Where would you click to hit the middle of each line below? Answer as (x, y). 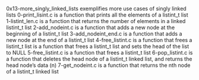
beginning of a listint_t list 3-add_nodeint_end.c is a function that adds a (94, 34)
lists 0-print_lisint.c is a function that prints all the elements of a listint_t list (97, 15)
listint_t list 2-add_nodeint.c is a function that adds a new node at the (91, 27)
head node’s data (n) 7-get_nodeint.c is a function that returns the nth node (99, 65)
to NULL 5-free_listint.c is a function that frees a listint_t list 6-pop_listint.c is (99, 52)
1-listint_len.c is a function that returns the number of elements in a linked (96, 21)
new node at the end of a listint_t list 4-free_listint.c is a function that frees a (99, 40)
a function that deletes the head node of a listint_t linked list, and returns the (99, 59)
